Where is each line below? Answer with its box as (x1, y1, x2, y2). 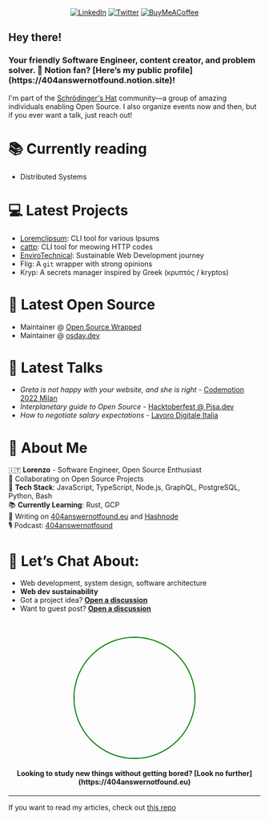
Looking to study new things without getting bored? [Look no (17, 768, 224, 778)
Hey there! (8, 30, 62, 44)
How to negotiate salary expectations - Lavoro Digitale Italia (19, 410, 219, 420)
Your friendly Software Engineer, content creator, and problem (8, 55, 256, 66)
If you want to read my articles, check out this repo (8, 802, 176, 812)
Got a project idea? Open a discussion (19, 596, 148, 605)
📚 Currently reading (8, 139, 147, 158)
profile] (163, 65, 194, 76)
